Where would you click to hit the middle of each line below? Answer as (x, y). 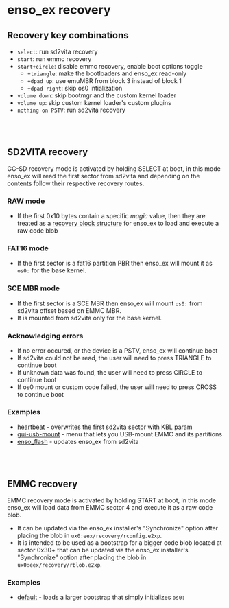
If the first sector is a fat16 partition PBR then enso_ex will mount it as (114, 264)
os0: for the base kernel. (52, 270)
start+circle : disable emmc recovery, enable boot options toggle (110, 66)
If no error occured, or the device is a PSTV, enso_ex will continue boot (117, 351)
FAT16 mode (28, 248)
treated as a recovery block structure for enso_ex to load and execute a (118, 223)
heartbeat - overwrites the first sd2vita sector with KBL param (105, 427)
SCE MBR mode (34, 288)
